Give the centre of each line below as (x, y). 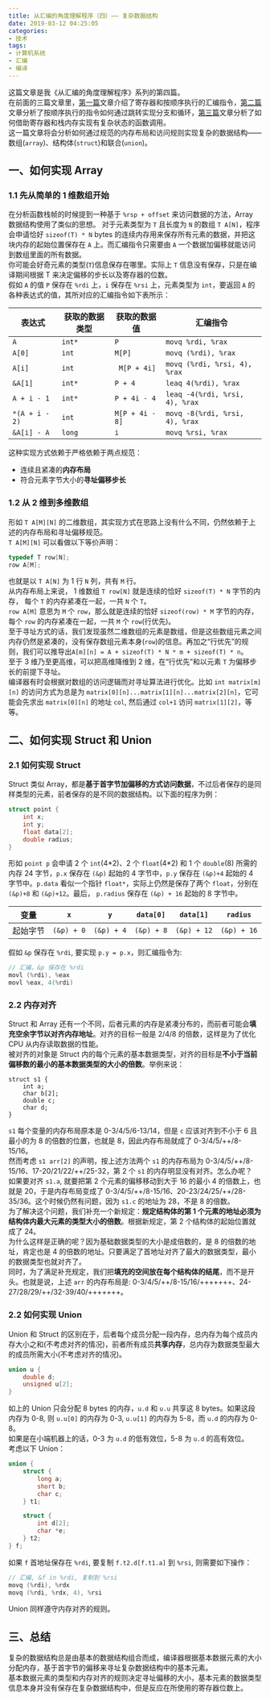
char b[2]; (41, 1094)
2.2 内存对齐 (33, 1004)
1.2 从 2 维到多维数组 (49, 503)
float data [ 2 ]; (48, 832)
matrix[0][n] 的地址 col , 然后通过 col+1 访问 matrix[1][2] (142, 702)
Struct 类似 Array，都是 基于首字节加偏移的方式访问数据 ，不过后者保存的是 (131, 784)
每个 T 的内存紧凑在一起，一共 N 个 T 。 (87, 601)
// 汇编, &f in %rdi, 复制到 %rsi (63, 1577)
